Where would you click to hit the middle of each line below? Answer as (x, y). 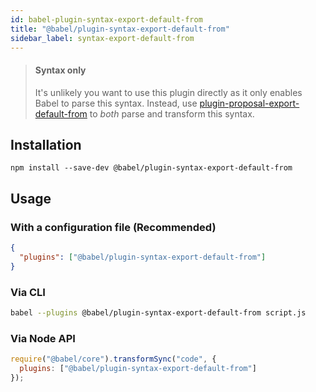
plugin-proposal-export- (249, 103)
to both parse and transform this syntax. (172, 113)
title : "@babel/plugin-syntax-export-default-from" (120, 29)
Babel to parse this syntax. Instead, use (116, 103)
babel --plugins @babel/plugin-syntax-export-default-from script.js (158, 313)
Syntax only (60, 70)
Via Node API (43, 338)
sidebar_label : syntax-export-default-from (102, 38)
